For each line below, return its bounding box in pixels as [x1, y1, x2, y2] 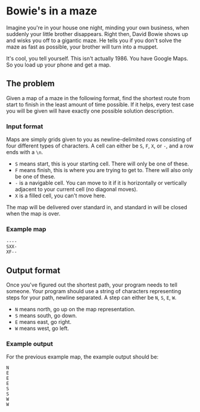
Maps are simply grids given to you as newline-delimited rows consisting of [6, 136, 192, 143]
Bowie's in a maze [6, 4, 97, 18]
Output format [6, 265, 61, 275]
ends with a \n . [6, 149, 44, 156]
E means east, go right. [14, 318, 72, 326]
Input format [6, 122, 44, 130]
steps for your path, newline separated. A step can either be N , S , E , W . [6, 294, 177, 301]
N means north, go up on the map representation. [14, 306, 136, 313]
